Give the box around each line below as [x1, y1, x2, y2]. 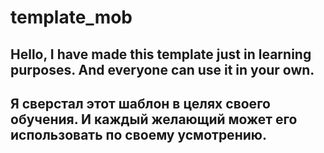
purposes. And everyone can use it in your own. [10, 61, 315, 78]
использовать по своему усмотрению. [10, 126, 267, 143]
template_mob [10, 6, 133, 29]
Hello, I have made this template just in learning [10, 46, 312, 63]
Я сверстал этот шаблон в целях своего [10, 95, 272, 112]
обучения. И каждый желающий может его [10, 111, 298, 128]
